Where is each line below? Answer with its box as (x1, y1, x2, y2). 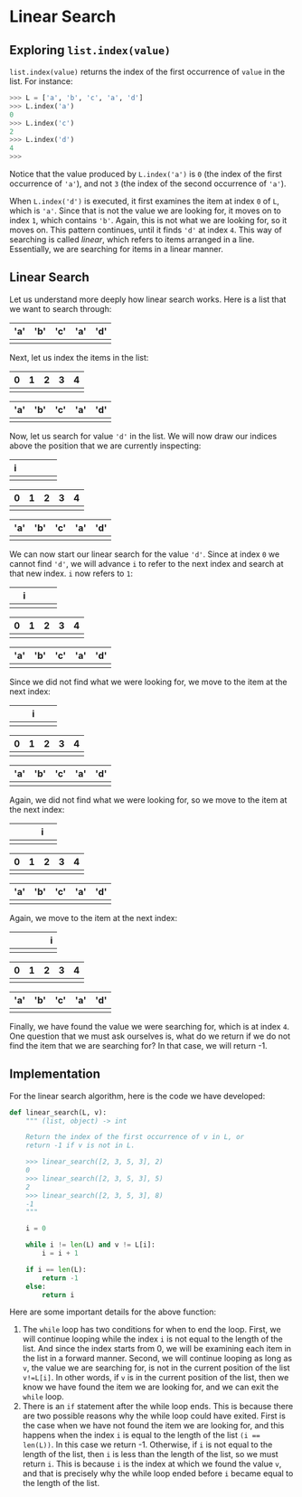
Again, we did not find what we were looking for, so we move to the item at (9, 794, 288, 805)
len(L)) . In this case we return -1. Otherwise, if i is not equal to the (22, 1439, 273, 1450)
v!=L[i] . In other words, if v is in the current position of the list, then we (22, 1372, 289, 1383)
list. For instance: (9, 76, 74, 87)
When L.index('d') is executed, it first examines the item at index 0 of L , (9, 196, 280, 206)
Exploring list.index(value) (9, 42, 172, 58)
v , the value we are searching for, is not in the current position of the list (22, 1362, 290, 1373)
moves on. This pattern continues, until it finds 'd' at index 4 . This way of (9, 224, 282, 235)
